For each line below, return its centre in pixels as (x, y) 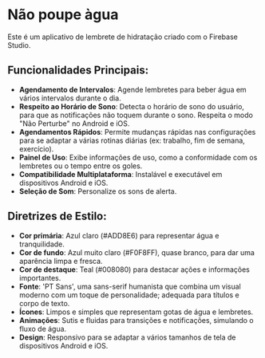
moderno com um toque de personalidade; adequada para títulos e (129, 295)
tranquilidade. (42, 244)
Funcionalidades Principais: (78, 71)
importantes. (40, 277)
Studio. (19, 45)
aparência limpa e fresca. (61, 261)
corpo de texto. (44, 303)
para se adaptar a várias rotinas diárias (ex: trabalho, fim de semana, (132, 140)
